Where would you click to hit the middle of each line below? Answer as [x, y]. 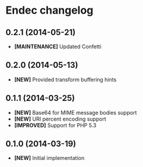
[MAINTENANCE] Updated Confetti [58, 46]
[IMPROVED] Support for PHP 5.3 [55, 125]
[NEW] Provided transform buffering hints [65, 79]
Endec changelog [50, 10]
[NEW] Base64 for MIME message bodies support [75, 112]
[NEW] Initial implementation [49, 158]
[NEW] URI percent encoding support [60, 119]
